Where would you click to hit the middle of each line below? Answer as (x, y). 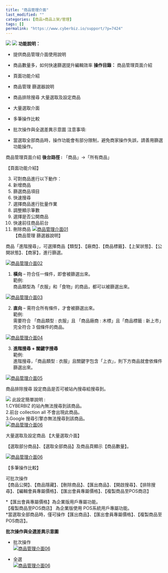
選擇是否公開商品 (31, 217)
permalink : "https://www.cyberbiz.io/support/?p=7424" (64, 29)
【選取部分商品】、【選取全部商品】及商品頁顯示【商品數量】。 (68, 446)
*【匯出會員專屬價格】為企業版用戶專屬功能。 (53, 502)
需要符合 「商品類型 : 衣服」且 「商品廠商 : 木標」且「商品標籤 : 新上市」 (88, 321)
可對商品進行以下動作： (37, 179)
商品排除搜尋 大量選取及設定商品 (47, 97)
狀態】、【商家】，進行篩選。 (37, 252)
